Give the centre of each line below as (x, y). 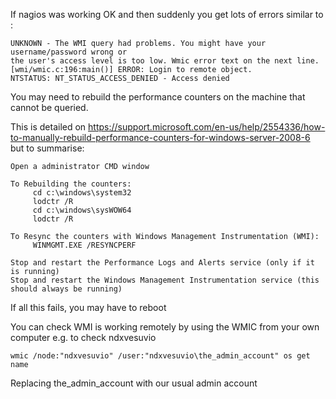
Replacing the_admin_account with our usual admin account (134, 383)
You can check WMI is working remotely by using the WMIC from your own (165, 327)
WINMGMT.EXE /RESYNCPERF (84, 245)
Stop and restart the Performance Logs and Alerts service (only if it (162, 263)
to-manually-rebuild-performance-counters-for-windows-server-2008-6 (160, 137)
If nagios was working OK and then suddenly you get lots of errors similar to (167, 14)
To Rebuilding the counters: (71, 184)
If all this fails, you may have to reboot (88, 307)
